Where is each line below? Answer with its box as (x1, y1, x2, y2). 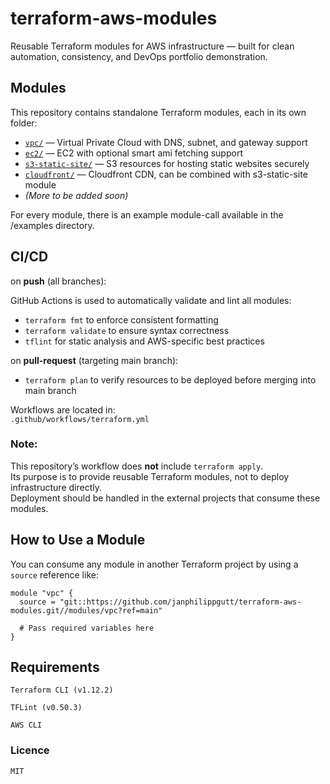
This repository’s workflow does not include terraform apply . (10, 460, 264, 472)
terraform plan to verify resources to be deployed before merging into (24, 373, 317, 386)
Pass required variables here (28, 623, 155, 633)
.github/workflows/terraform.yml (10, 414, 150, 424)
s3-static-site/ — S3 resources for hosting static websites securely (24, 157, 310, 169)
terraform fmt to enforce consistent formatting (24, 313, 219, 326)
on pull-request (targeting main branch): (10, 354, 179, 366)
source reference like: (10, 568, 99, 581)
